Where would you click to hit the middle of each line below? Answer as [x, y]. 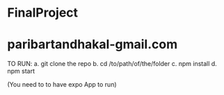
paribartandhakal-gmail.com [93, 45]
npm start [21, 71]
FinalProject [43, 13]
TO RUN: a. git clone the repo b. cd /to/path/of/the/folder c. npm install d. [112, 64]
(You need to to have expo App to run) [62, 85]
